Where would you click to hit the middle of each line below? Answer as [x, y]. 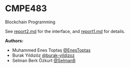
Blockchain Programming [30, 22]
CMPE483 [26, 8]
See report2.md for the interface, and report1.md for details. [65, 31]
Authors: [14, 41]
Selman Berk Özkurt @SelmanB [44, 60]
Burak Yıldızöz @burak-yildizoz [43, 55]
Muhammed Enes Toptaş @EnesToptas [51, 50]
